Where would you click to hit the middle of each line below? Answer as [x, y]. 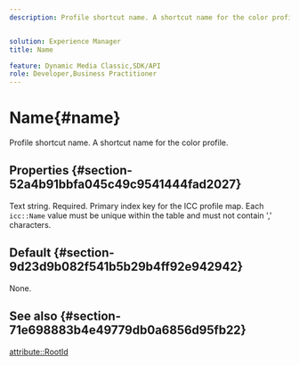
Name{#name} [65, 118]
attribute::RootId [39, 352]
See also [33, 316]
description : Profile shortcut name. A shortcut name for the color [139, 17]
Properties [39, 170]
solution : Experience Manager [65, 41]
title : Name [31, 50]
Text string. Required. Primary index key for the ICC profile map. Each [137, 206]
